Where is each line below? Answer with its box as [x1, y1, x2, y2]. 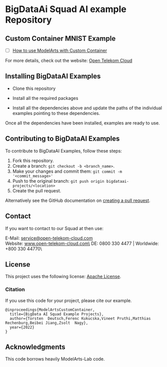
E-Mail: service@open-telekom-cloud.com [5, 235, 93, 241]
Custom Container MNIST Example [5, 34, 116, 43]
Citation [5, 286, 25, 293]
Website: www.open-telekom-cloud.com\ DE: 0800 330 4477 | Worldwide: [5, 240, 159, 247]
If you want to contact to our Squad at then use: [5, 225, 103, 231]
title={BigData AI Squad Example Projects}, [9, 311, 104, 317]
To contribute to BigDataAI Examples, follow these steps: [5, 148, 122, 154]
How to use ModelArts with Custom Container [12, 48, 107, 53]
